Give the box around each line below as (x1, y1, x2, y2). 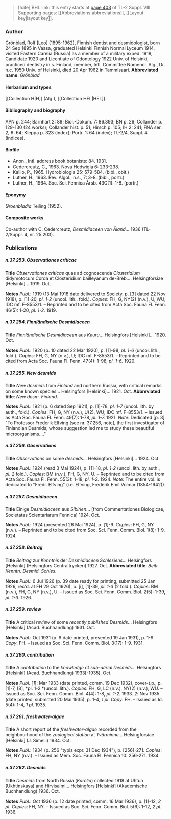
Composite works (5, 215, 44, 221)
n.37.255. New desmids (5, 370, 56, 376)
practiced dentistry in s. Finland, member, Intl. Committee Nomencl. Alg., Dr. (5, 62, 165, 68)
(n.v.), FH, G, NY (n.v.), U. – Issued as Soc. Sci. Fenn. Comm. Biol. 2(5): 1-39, (5, 589, 166, 595)
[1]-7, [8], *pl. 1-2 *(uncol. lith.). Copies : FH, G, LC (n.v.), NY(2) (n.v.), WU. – (5, 685, 163, 691)
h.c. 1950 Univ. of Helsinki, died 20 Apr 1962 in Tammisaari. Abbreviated (5, 67, 158, 73)
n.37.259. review (5, 606, 42, 612)
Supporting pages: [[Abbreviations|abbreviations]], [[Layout (17, 10, 144, 16)
